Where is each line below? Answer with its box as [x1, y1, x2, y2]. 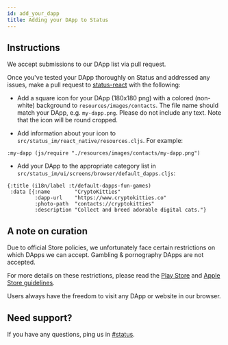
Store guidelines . [7, 279, 55, 287]
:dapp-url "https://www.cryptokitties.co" [34, 194, 167, 201]
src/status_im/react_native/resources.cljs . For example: [16, 137, 183, 145]
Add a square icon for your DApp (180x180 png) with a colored [16, 94, 194, 102]
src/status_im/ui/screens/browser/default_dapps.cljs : [16, 169, 176, 177]
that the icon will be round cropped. [16, 116, 118, 124]
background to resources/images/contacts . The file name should [36, 101, 219, 110]
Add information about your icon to [16, 129, 116, 137]
